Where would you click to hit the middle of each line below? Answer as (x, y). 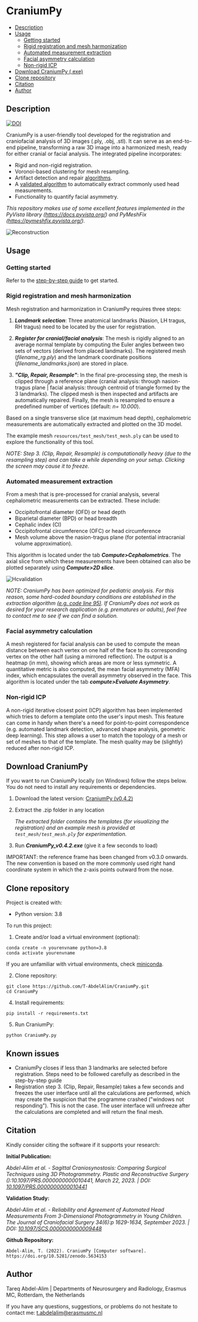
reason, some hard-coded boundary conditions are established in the (91, 597)
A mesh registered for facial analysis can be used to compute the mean (93, 644)
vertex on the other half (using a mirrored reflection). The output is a (89, 657)
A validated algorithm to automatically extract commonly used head (97, 184)
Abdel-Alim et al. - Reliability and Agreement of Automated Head (85, 1209)
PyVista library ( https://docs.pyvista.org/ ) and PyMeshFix (76, 214)
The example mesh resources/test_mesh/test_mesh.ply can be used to (92, 435)
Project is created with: (34, 903)
